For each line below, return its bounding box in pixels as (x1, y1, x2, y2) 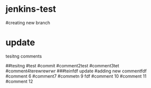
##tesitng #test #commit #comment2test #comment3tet (5, 62, 120, 68)
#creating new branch (5, 20, 50, 26)
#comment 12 (5, 78, 33, 84)
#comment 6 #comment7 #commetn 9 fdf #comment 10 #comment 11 (5, 73, 147, 79)
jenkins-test (5, 3, 56, 15)
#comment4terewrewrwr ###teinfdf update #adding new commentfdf (5, 68, 147, 74)
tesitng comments (5, 53, 42, 59)
